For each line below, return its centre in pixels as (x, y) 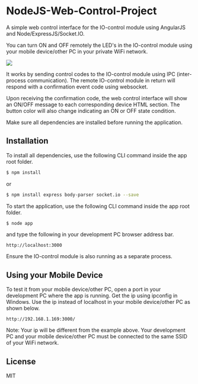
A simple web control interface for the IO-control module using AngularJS (96, 27)
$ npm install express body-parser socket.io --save (73, 195)
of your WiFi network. (33, 343)
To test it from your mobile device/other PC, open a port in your (84, 290)
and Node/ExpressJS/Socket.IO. (45, 33)
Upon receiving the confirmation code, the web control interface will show (97, 98)
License (21, 361)
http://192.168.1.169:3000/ (41, 319)
